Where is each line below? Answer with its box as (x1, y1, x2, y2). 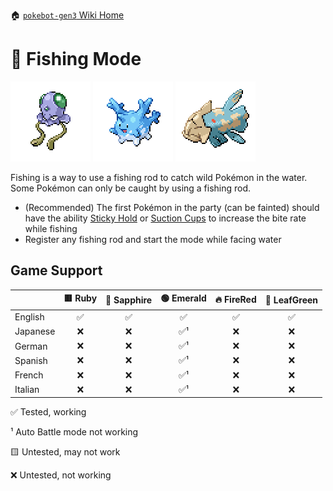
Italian (14, 384, 40, 396)
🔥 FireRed (214, 294, 257, 306)
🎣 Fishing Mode (10, 48, 142, 71)
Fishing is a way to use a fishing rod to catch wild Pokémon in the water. (10, 171, 308, 183)
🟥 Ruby (63, 292, 98, 304)
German (14, 340, 48, 352)
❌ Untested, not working (10, 469, 112, 481)
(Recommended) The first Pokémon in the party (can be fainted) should (24, 201, 320, 213)
